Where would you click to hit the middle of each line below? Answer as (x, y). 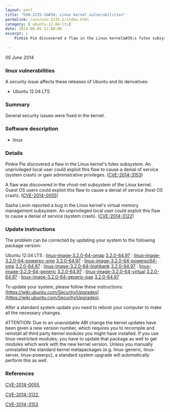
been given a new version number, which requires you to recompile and (80, 328)
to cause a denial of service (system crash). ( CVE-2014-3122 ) (70, 216)
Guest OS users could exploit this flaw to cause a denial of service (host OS (84, 190)
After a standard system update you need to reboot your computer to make (83, 307)
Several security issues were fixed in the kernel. (55, 116)
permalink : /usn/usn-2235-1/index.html (47, 19)
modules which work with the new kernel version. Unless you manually (79, 344)
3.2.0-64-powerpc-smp (30, 261)
